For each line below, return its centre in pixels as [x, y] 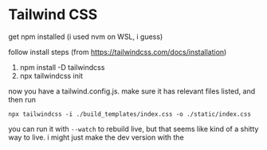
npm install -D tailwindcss [62, 67]
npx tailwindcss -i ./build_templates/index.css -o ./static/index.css [130, 114]
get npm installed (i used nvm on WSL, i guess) [86, 37]
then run [22, 99]
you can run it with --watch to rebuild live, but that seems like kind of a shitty [133, 129]
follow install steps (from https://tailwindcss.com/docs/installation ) [118, 52]
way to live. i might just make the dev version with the [96, 137]
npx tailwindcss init [51, 75]
